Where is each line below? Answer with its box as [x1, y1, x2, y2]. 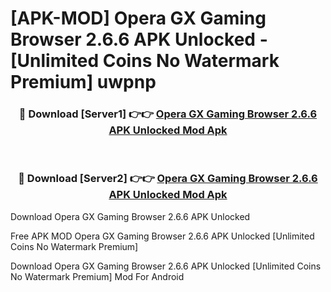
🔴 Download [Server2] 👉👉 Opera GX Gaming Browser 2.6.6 [18, 172, 318, 186]
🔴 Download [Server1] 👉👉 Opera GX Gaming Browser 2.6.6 [18, 107, 318, 121]
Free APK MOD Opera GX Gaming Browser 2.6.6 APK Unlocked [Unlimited [10, 230, 315, 242]
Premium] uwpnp [10, 71, 157, 94]
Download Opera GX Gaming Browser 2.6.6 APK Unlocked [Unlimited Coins [10, 260, 322, 272]
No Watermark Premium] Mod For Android [10, 270, 185, 282]
